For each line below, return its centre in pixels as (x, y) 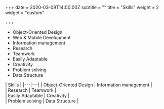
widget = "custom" (25, 13)
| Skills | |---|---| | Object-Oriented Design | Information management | (79, 85)
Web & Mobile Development (42, 38)
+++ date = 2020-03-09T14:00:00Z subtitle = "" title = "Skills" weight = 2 (82, 7)
